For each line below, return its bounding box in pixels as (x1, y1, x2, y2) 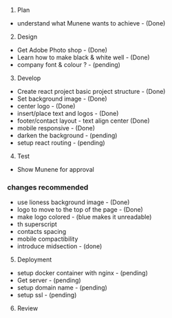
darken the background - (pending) (17, 131, 118, 139)
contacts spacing (17, 228, 67, 236)
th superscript (17, 220, 57, 228)
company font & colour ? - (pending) (17, 61, 120, 68)
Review (17, 304, 39, 312)
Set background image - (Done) (17, 95, 108, 103)
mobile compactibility (17, 235, 78, 244)
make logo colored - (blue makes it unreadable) (17, 213, 152, 221)
